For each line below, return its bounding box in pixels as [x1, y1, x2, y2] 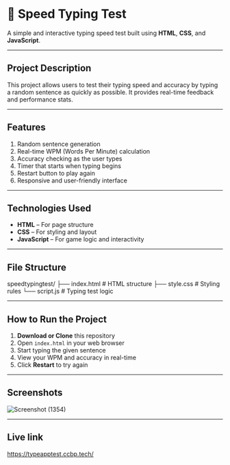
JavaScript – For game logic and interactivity [16, 235, 144, 243]
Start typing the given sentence [16, 346, 106, 354]
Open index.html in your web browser [16, 339, 125, 347]
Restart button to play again [16, 169, 96, 177]
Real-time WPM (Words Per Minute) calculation [16, 147, 151, 155]
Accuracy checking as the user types [16, 154, 123, 163]
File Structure [7, 261, 66, 273]
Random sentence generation [16, 140, 101, 148]
